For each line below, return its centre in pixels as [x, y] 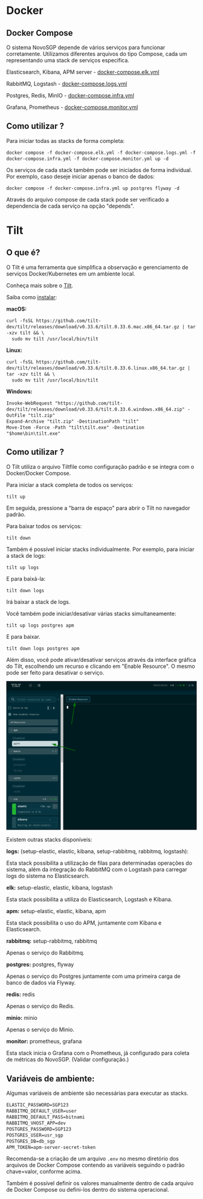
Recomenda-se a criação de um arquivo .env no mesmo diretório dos [93, 1159]
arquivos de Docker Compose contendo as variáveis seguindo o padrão [95, 1165]
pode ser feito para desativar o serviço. [55, 672]
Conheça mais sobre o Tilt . [40, 285]
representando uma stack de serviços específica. [68, 60]
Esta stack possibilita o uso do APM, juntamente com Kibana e [84, 923]
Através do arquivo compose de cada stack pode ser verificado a [88, 199]
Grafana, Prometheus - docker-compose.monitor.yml [72, 107]
